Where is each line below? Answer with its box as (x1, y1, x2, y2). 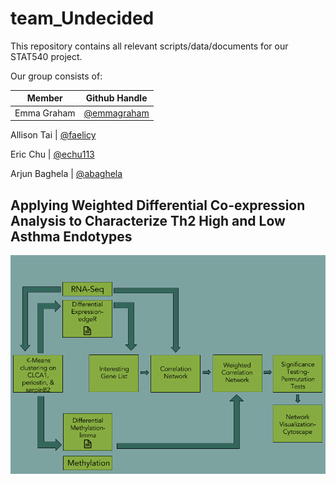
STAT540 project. (10, 50, 83, 62)
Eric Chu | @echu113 (10, 148, 95, 161)
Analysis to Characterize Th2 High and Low (10, 212, 286, 229)
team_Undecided (10, 7, 155, 30)
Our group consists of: (10, 70, 103, 82)
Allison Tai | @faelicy (10, 129, 97, 141)
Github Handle (85, 92, 148, 104)
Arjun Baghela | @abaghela (10, 168, 123, 180)
